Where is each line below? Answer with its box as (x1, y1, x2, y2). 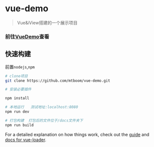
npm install (5, 96, 29, 101)
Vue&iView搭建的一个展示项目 (17, 20, 78, 25)
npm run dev (5, 109, 29, 114)
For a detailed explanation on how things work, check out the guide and (5, 131, 150, 137)
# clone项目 (5, 73, 28, 78)
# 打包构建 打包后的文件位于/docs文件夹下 (5, 118, 83, 123)
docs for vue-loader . (5, 137, 46, 143)
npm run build (5, 122, 34, 127)
